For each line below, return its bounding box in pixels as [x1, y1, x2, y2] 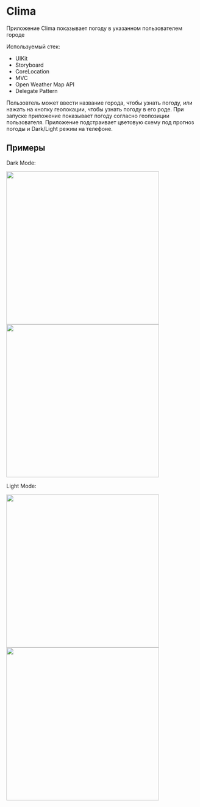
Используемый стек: [6, 43, 60, 50]
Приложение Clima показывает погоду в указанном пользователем [6, 24, 183, 32]
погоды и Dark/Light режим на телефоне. [6, 125, 113, 132]
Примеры [6, 143, 46, 154]
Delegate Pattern [15, 87, 58, 94]
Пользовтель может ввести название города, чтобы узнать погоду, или [6, 99, 193, 106]
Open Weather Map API [15, 81, 75, 88]
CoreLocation [15, 67, 50, 75]
